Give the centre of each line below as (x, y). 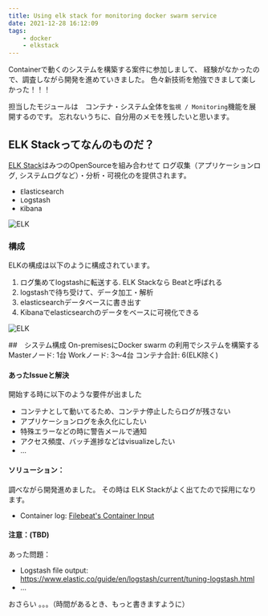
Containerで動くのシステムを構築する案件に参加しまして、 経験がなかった (130, 70)
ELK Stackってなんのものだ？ (81, 144)
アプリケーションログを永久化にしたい (83, 422)
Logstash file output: (54, 570)
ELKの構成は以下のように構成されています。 (81, 265)
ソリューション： (37, 470)
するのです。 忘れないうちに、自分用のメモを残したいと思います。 (124, 116)
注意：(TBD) (29, 535)
